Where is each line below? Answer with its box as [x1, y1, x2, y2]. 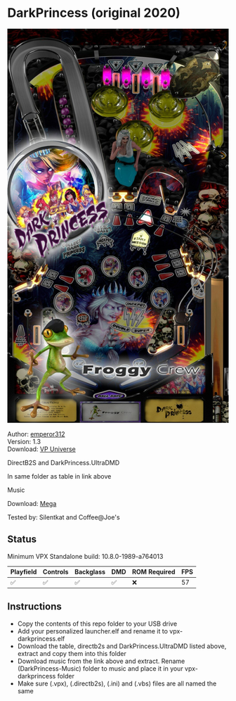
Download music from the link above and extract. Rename [17, 657, 185, 665]
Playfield [10, 568, 37, 576]
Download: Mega [7, 499, 57, 507]
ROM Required [132, 568, 176, 576]
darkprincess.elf [17, 634, 65, 643]
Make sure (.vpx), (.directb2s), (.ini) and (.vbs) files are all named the [17, 679, 217, 688]
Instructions [7, 600, 62, 613]
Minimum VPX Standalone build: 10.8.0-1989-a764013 [7, 552, 164, 560]
